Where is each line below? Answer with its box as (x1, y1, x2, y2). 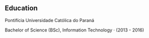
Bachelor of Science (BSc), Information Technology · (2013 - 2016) (5, 27, 144, 33)
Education (5, 4, 38, 12)
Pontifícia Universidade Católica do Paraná (5, 17, 95, 23)
